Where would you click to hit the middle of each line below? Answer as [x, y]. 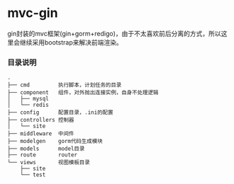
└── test [33, 175]
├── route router [43, 155]
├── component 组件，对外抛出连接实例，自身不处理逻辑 [83, 93]
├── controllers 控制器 [41, 120]
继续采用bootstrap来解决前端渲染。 [71, 42]
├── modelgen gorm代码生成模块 [55, 142]
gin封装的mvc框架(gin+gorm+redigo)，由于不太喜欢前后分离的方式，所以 [114, 33]
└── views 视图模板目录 [49, 163]
